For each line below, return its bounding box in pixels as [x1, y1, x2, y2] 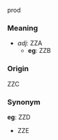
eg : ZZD [7, 113, 31, 121]
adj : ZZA [17, 39, 43, 47]
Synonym [7, 97, 41, 107]
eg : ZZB [27, 47, 51, 55]
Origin [7, 64, 29, 74]
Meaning [7, 23, 38, 33]
